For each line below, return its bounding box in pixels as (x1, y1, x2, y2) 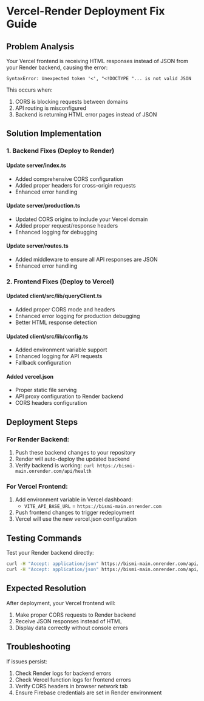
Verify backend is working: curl (15, 462, 95, 469)
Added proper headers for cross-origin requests (15, 181, 136, 189)
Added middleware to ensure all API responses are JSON (15, 256, 158, 263)
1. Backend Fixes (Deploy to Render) (6, 147, 115, 155)
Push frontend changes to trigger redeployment (15, 509, 135, 516)
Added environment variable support (15, 346, 107, 353)
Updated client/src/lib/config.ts (6, 333, 89, 340)
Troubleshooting (6, 642, 71, 652)
